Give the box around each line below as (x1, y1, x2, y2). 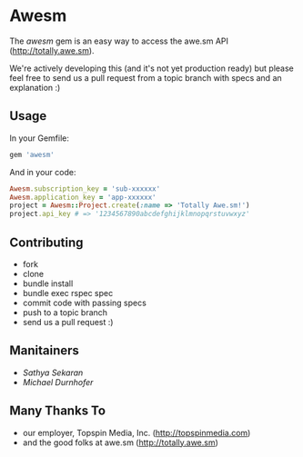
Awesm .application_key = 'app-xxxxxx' (9, 193, 157, 202)
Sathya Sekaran (22, 367, 84, 378)
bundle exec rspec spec (22, 287, 114, 298)
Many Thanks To (9, 403, 106, 419)
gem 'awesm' (9, 150, 55, 159)
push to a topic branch (22, 306, 107, 318)
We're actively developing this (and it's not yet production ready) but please (9, 63, 294, 74)
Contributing (9, 234, 84, 250)
